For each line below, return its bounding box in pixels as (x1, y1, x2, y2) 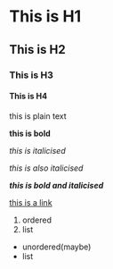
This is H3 (9, 69, 53, 81)
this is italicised (9, 145, 66, 156)
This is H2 (9, 42, 66, 57)
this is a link (9, 197, 52, 207)
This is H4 (9, 91, 47, 102)
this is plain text (9, 110, 67, 122)
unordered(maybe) (21, 241, 92, 252)
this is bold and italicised (9, 180, 104, 190)
